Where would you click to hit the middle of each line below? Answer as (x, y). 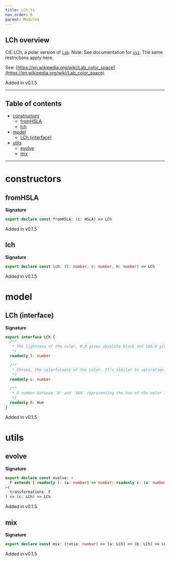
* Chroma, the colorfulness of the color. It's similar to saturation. (89, 370)
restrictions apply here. (29, 58)
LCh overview (27, 40)
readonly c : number (30, 379)
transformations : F (30, 492)
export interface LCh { (30, 337)
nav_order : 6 (19, 15)
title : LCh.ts (20, 10)
